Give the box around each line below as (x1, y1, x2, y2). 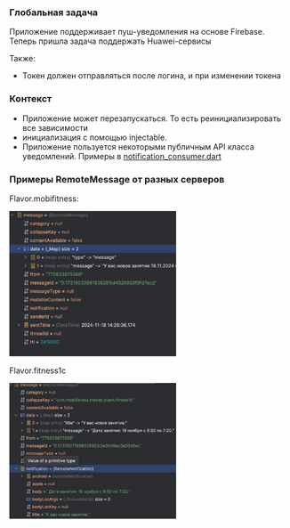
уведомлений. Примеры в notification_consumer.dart (21, 150, 222, 161)
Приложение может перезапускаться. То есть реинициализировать (21, 113, 282, 124)
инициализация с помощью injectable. (21, 132, 167, 142)
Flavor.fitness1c (9, 365, 67, 376)
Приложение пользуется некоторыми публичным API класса (21, 141, 255, 152)
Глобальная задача (9, 6, 99, 19)
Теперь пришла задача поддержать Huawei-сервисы (9, 36, 212, 46)
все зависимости (21, 122, 89, 133)
